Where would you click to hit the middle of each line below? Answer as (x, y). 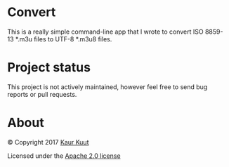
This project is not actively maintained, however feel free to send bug (107, 87)
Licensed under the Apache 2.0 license (64, 156)
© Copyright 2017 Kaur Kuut (48, 142)
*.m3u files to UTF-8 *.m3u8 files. (64, 39)
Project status (49, 68)
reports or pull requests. (42, 94)
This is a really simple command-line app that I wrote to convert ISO (105, 32)
